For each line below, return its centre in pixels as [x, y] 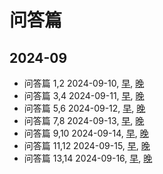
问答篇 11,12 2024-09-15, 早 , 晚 [87, 145]
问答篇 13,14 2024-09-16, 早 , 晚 [88, 158]
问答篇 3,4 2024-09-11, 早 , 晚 [84, 95]
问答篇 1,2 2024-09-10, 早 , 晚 [84, 83]
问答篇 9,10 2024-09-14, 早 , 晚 [86, 133]
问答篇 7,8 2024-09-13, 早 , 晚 [84, 120]
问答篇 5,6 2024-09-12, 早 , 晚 [84, 108]
